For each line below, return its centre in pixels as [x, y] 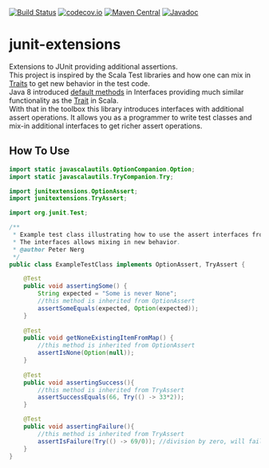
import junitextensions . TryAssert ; [68, 199]
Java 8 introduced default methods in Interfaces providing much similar [127, 92]
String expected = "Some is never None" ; [108, 294]
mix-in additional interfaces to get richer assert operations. [106, 126]
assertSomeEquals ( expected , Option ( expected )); [118, 308]
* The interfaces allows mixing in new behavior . [97, 242]
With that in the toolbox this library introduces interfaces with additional [127, 108]
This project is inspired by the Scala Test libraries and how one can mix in [130, 75]
